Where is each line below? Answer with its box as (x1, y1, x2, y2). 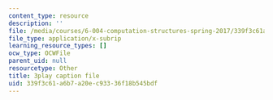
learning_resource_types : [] (8, 42, 107, 50)
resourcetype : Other (8, 65, 79, 73)
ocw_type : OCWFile (8, 49, 71, 57)
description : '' (8, 19, 63, 27)
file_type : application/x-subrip (8, 34, 122, 43)
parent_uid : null (8, 57, 67, 65)
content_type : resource (8, 11, 89, 20)
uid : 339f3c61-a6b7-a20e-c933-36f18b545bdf (8, 79, 158, 87)
